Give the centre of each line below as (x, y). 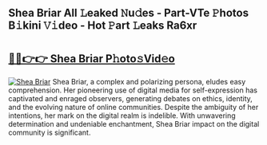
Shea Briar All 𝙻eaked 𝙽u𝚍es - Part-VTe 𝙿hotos (129, 13)
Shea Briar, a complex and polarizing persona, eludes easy (149, 82)
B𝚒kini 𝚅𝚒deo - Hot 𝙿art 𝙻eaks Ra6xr (103, 26)
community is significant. (50, 132)
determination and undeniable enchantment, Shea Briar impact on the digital (134, 124)
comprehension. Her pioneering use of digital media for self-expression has (133, 90)
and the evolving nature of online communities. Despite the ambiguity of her (133, 107)
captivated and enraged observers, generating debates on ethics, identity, (131, 98)
